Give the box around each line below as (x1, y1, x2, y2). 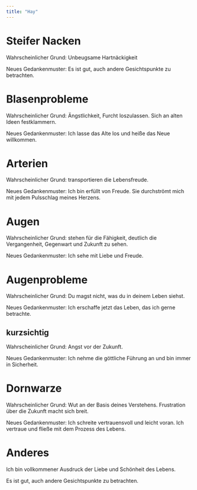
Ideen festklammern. (6, 118, 57, 125)
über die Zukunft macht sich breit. (6, 408, 89, 415)
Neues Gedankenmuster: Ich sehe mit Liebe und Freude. (6, 252, 144, 260)
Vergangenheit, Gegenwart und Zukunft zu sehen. (6, 241, 128, 248)
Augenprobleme (6, 273, 88, 286)
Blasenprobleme (6, 92, 89, 105)
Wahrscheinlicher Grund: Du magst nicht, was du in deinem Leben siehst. (6, 293, 185, 300)
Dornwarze (6, 382, 62, 395)
